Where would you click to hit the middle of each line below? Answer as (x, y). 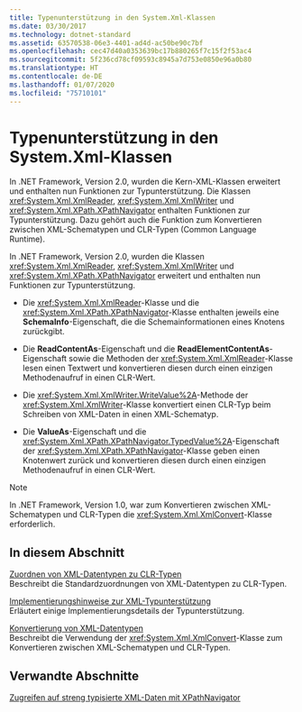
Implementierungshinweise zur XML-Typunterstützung (110, 601)
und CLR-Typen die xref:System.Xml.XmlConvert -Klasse (167, 515)
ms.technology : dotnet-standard (70, 34)
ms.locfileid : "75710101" (58, 93)
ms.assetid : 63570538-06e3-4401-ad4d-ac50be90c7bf (106, 43)
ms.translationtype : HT (54, 68)
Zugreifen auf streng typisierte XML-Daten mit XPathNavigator (125, 698)
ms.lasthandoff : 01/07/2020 (62, 85)
